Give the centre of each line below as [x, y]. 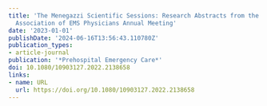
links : [19, 75]
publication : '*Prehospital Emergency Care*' [85, 61]
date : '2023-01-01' [41, 30]
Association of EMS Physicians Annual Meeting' [96, 23]
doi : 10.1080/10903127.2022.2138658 [69, 68]
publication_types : [41, 45]
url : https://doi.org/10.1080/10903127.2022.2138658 [105, 90]
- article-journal [39, 53]
